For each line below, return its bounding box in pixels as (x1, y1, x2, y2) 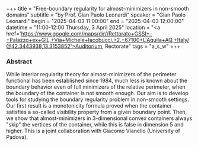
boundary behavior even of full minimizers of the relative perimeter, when (6, 83, 186, 90)
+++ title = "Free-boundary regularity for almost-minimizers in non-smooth (6, 5, 190, 12)
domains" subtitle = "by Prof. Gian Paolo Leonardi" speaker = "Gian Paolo (6, 11, 186, 18)
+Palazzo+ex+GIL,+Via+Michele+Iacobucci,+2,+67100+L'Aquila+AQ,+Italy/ (6, 37, 190, 43)
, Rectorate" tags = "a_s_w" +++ (101, 43, 181, 50)
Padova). (6, 134, 28, 141)
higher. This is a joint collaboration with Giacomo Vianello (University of (6, 127, 181, 135)
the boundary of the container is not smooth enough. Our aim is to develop (6, 90, 189, 97)
